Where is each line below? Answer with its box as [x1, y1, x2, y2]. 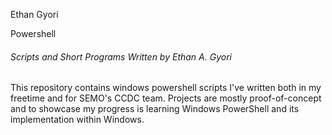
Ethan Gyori [10, 9, 59, 20]
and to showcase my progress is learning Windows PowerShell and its [10, 103, 300, 115]
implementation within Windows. [10, 114, 145, 126]
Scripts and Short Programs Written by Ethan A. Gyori [10, 50, 232, 63]
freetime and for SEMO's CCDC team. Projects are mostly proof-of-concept [10, 92, 322, 104]
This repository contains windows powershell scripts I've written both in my [10, 82, 322, 94]
